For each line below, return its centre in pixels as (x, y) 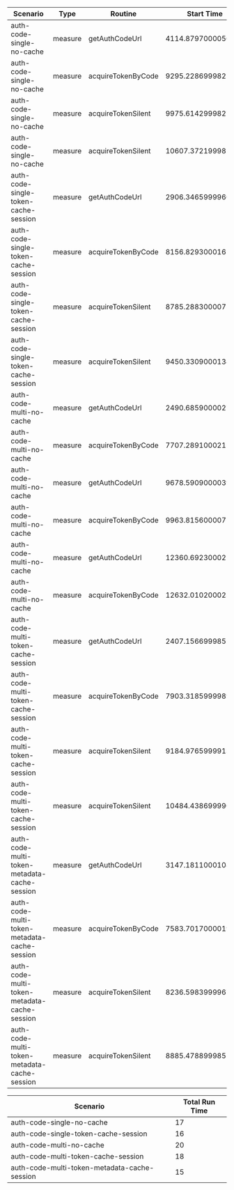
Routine (124, 14)
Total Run (199, 1102)
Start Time (205, 14)
